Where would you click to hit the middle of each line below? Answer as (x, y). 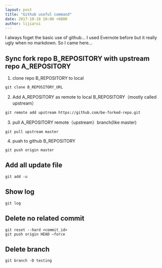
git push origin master (30, 150)
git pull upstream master (32, 132)
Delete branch (27, 249)
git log (13, 203)
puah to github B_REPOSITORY (44, 141)
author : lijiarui (23, 24)
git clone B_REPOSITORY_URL (34, 87)
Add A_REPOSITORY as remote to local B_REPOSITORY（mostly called (84, 97)
